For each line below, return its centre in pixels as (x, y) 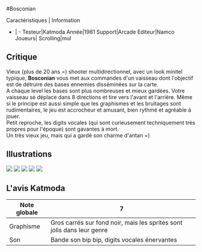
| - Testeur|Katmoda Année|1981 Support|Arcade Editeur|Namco (95, 32)
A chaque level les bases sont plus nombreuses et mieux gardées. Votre (96, 91)
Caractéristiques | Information (43, 20)
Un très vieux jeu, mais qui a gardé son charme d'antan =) (78, 135)
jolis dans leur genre (79, 230)
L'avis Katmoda (36, 188)
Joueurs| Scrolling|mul (43, 38)
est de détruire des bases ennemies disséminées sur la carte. (82, 84)
